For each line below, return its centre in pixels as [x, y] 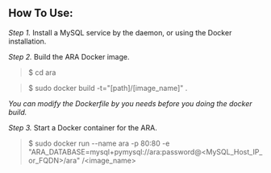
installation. [27, 41]
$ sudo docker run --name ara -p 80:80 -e [99, 143]
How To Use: [41, 13]
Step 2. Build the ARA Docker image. [69, 56]
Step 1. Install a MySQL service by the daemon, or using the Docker [120, 32]
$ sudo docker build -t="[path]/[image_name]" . [108, 88]
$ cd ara [42, 72]
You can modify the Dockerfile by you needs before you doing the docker [130, 103]
